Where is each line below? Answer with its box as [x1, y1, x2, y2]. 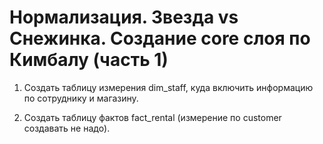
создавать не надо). [23, 122, 111, 134]
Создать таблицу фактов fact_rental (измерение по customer [23, 111, 282, 123]
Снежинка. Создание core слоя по [9, 27, 311, 50]
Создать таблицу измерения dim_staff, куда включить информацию [23, 81, 314, 93]
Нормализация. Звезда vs [9, 6, 239, 29]
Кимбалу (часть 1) [9, 49, 169, 71]
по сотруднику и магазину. [23, 92, 139, 104]
